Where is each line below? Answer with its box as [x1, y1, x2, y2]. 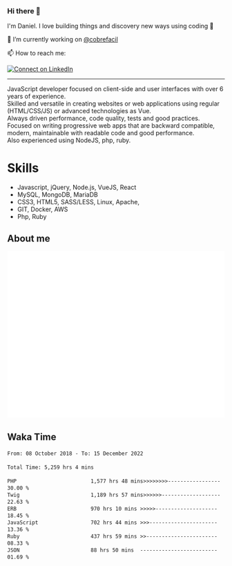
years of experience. [7, 92, 66, 101]
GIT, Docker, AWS [17, 205, 68, 213]
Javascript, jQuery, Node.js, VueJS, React [17, 183, 137, 192]
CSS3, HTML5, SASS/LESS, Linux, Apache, [17, 198, 140, 206]
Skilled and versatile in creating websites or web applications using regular [7, 99, 220, 108]
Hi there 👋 [7, 6, 41, 16]
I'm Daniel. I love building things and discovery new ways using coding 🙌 [7, 22, 214, 30]
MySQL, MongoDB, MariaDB [17, 191, 98, 199]
